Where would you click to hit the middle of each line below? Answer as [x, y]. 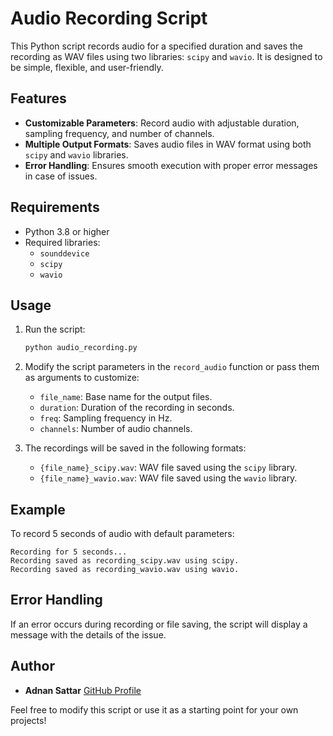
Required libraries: [62, 242]
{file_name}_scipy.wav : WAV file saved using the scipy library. [168, 468]
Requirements [55, 207]
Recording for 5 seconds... [69, 552]
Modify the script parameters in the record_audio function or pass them [172, 367]
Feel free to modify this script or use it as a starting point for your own [154, 709]
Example [38, 509]
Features [38, 98]
